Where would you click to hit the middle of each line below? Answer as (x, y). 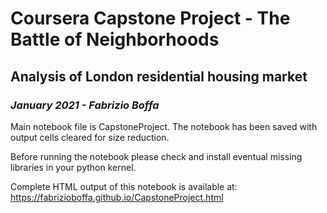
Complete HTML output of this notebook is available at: (124, 186)
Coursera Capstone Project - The (150, 18)
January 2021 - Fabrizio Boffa (85, 105)
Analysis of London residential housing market (159, 76)
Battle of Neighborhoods (115, 39)
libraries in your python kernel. (73, 167)
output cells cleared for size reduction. (90, 137)
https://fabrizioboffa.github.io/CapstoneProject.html (117, 197)
